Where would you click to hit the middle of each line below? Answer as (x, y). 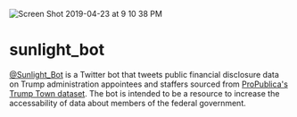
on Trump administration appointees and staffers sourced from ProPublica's (148, 84)
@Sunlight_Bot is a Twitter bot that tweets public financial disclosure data (144, 74)
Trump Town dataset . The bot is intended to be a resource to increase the (144, 93)
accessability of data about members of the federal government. (128, 103)
